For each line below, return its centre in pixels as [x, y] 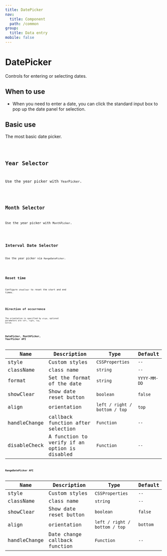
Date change [65, 535]
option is [62, 448]
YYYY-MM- [148, 378]
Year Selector [27, 163]
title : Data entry [29, 33]
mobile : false [20, 38]
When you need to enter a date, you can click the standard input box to [85, 104]
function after [70, 423]
